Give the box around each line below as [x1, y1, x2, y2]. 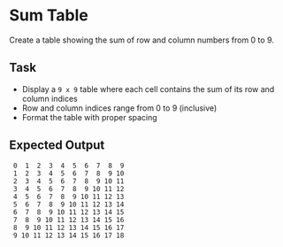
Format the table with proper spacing [21, 112, 157, 122]
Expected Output [9, 138, 105, 153]
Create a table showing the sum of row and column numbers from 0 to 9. [9, 35, 274, 45]
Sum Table [9, 5, 88, 26]
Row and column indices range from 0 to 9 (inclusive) [21, 103, 218, 113]
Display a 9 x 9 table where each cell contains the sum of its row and [21, 83, 275, 94]
